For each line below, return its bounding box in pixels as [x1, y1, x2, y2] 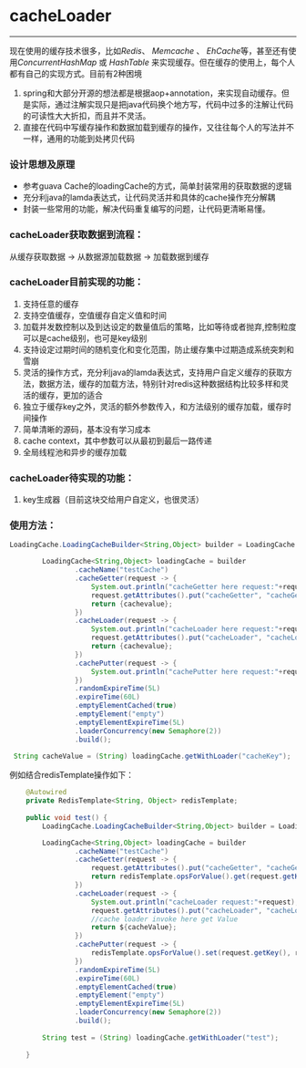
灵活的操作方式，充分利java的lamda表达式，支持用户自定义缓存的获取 [22, 367, 285, 378]
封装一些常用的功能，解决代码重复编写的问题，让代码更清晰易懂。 [22, 203, 270, 214]
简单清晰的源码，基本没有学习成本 [22, 423, 151, 434]
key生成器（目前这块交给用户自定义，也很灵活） [22, 494, 204, 505]
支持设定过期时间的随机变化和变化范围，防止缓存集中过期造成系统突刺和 [22, 344, 294, 355]
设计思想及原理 [9, 158, 76, 171]
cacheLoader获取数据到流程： [9, 229, 144, 242]
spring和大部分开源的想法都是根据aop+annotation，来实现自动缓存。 [22, 88, 282, 99]
